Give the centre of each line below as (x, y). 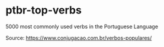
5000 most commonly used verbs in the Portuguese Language (82, 26)
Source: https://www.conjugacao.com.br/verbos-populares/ (79, 38)
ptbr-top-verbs (44, 10)
